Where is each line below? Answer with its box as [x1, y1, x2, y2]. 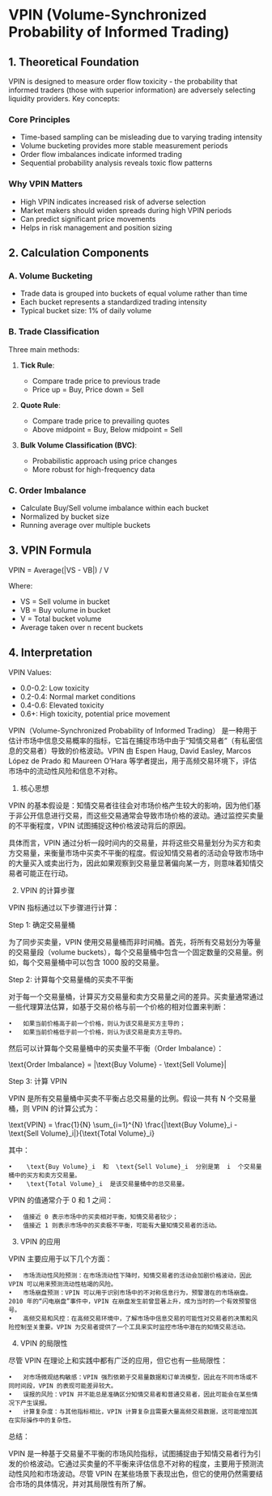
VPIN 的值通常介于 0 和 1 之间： [8, 1195, 114, 1205]
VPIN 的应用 [19, 1236, 61, 1246]
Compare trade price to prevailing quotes [32, 415, 170, 426]
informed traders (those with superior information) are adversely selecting [8, 85, 256, 95]
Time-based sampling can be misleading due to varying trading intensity [19, 132, 263, 142]
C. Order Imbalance [8, 484, 87, 495]
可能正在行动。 [22, 868, 73, 878]
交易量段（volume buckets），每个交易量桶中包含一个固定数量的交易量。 [15, 947, 257, 957]
